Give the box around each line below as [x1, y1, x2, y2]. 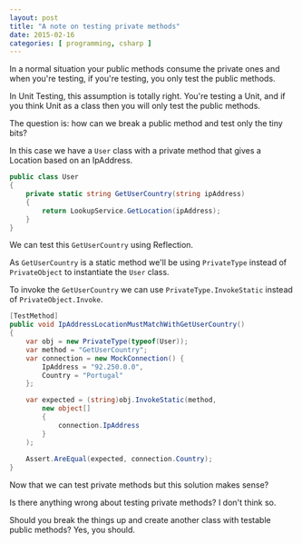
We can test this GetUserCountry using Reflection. [9, 240, 193, 251]
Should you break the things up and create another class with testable [9, 515, 271, 526]
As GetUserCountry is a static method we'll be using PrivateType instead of [9, 257, 287, 268]
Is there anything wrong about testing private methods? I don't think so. [9, 497, 277, 509]
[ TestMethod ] [9, 312, 59, 321]
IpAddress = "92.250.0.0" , [42, 362, 144, 371]
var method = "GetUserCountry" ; [25, 345, 148, 354]
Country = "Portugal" [42, 371, 124, 380]
